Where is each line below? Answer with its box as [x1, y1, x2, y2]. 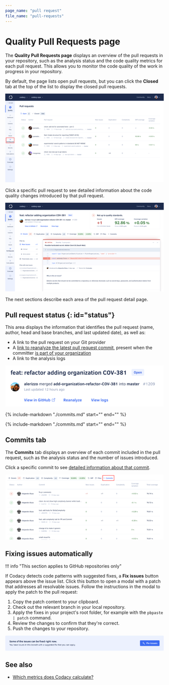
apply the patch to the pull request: [5, 589, 78, 595]
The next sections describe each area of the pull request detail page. [5, 296, 148, 302]
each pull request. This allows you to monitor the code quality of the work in [5, 63, 163, 69]
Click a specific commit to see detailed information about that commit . [5, 464, 151, 470]
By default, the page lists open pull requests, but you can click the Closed [5, 78, 158, 84]
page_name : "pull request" [5, 8, 62, 13]
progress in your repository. [5, 69, 63, 75]
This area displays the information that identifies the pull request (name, [5, 324, 154, 330]
